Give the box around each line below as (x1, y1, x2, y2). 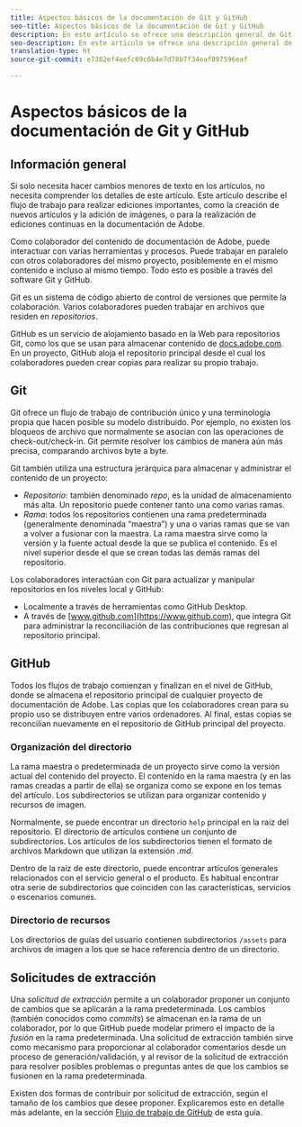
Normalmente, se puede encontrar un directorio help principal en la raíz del (10, 816, 289, 827)
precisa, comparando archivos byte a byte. (10, 445, 169, 455)
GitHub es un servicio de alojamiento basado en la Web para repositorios (10, 329, 281, 338)
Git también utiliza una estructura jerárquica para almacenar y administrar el (10, 463, 291, 473)
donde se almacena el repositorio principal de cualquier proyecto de (10, 690, 263, 700)
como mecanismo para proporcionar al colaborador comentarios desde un (10, 1041, 287, 1053)
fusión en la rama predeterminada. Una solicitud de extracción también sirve (10, 1032, 294, 1043)
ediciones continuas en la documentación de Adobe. (10, 219, 206, 230)
